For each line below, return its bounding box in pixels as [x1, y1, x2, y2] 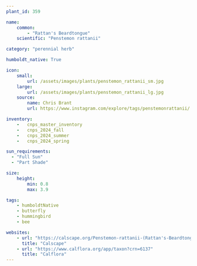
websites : [6, 230, 30, 235]
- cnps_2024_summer [16, 133, 69, 139]
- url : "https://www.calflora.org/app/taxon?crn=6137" [16, 246, 154, 252]
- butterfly [16, 208, 46, 214]
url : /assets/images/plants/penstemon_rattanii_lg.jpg [27, 89, 164, 95]
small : [16, 73, 33, 79]
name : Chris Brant [27, 100, 72, 106]
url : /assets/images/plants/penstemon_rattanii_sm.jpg [27, 78, 164, 84]
